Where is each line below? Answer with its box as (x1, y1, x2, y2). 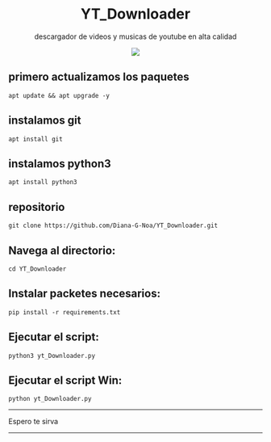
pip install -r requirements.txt (8, 308, 121, 316)
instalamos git (8, 114, 81, 128)
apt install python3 (8, 179, 78, 187)
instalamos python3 (8, 157, 111, 170)
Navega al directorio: (8, 243, 116, 257)
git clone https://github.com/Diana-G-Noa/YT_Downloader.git (8, 221, 219, 230)
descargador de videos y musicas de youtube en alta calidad (34, 32, 237, 41)
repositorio (8, 200, 65, 214)
